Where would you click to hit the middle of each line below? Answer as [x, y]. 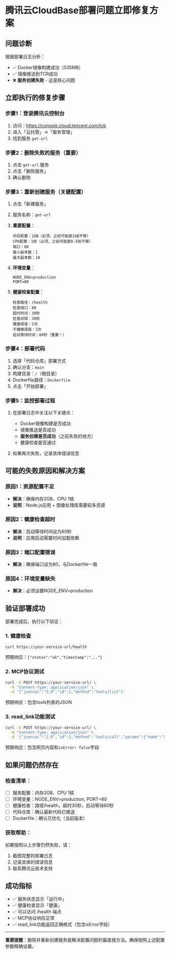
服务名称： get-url [32, 215]
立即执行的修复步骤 [35, 98]
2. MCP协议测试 [25, 672]
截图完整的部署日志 [33, 855]
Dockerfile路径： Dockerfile [41, 380]
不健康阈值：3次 [27, 330]
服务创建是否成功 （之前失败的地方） [58, 436]
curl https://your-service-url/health [46, 647]
